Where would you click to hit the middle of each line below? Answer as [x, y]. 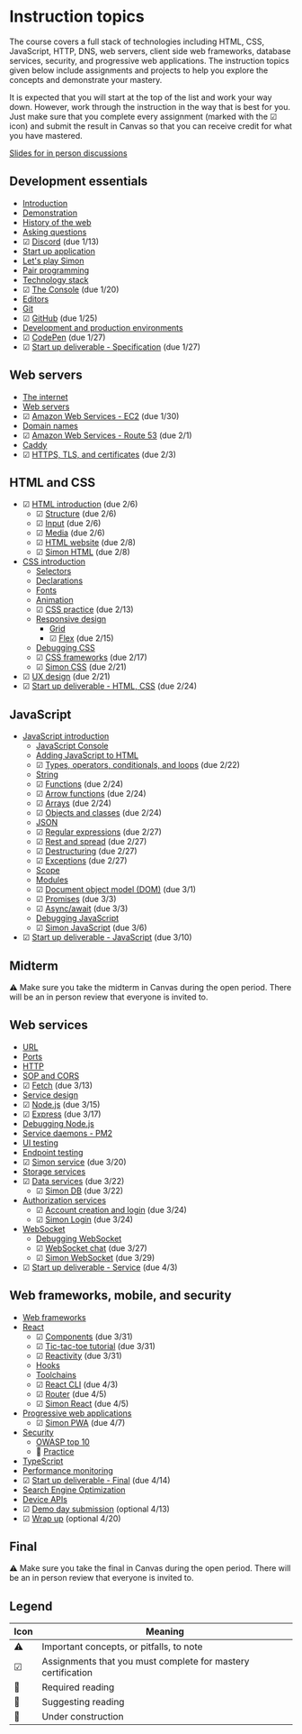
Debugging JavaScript [77, 918]
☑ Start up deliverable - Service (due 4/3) [100, 1267]
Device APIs [44, 1499]
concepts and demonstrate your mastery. [86, 79]
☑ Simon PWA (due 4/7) [80, 1422]
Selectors [53, 571]
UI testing [40, 1143]
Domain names [50, 425]
